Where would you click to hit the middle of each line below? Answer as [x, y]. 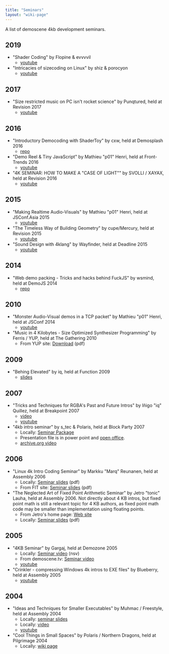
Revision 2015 [27, 233]
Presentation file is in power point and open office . [72, 438]
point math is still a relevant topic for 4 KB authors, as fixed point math [86, 503]
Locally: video [35, 625]
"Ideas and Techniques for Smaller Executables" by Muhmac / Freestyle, [88, 608]
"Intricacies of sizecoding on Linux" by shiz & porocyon [70, 68]
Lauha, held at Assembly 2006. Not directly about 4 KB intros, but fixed [87, 498]
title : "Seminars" [24, 10]
